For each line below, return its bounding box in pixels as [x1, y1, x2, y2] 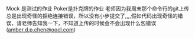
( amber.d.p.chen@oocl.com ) [6, 26, 76, 33]
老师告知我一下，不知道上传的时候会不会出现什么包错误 [21, 20, 157, 26]
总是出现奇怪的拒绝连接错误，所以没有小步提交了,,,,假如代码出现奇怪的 [6, 12, 178, 19]
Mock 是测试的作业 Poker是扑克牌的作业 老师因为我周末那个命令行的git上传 [6, 5, 190, 12]
